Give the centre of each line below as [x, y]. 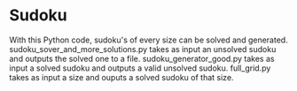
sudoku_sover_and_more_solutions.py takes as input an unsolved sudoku [143, 49]
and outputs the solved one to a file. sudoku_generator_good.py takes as [142, 58]
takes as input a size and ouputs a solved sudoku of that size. [121, 77]
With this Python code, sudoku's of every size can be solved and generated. [148, 40]
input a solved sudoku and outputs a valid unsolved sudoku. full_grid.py [140, 68]
